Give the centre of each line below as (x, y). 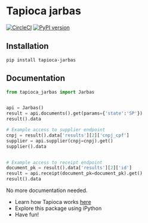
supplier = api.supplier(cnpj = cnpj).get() (60, 141)
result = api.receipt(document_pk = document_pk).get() (75, 174)
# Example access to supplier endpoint (56, 130)
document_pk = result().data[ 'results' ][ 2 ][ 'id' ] (69, 168)
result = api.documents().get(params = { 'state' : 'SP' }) (75, 114)
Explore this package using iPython (58, 208)
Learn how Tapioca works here (53, 202)
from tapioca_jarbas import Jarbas (50, 92)
